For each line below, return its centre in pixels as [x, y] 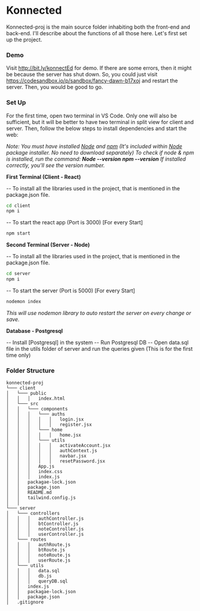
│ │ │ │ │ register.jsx [49, 425]
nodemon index [24, 301]
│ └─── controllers [33, 514]
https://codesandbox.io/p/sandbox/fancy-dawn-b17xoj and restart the [92, 81]
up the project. [24, 39]
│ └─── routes [26, 540]
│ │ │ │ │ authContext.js [52, 451]
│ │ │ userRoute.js [38, 561]
